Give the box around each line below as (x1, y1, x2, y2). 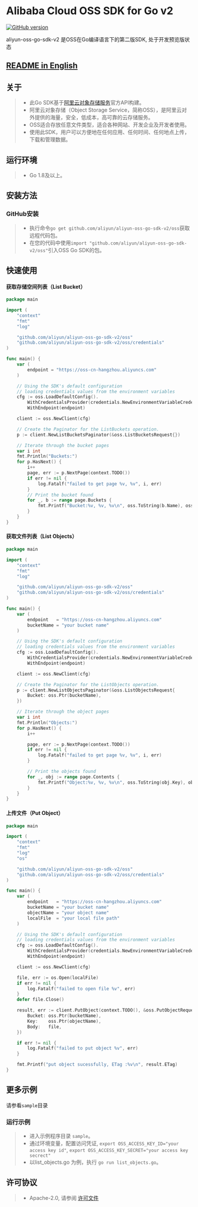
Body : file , (27, 1023, 62, 1030)
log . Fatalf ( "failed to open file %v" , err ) (27, 986, 136, 991)
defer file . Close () (16, 997, 65, 1003)
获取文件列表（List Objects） (6, 533, 78, 540)
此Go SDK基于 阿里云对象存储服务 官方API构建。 (29, 99, 145, 106)
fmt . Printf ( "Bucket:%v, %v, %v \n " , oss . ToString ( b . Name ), (37, 503, 183, 509)
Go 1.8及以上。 (29, 171, 66, 178)
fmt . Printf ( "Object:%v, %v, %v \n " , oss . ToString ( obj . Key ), (37, 779, 186, 785)
